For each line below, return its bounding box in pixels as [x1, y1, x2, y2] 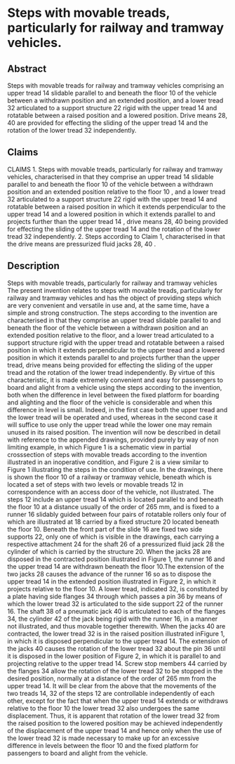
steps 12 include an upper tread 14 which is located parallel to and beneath [7, 495, 224, 503]
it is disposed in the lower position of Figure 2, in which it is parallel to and [7, 652, 221, 660]
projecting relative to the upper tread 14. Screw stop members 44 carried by [7, 659, 227, 668]
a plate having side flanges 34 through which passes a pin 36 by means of [7, 592, 223, 600]
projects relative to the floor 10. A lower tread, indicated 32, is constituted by [7, 584, 228, 593]
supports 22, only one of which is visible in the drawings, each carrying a [7, 532, 220, 541]
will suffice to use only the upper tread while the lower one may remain [7, 420, 213, 429]
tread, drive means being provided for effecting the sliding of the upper [7, 360, 213, 369]
